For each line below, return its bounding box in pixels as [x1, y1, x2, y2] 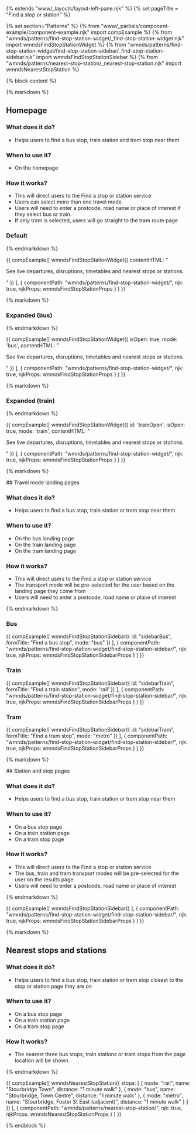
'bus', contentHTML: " [6, 342, 60, 349]
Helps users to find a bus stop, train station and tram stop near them [14, 136, 180, 143]
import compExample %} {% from [90, 29, 173, 36]
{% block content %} [6, 77, 57, 84]
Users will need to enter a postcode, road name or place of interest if [14, 205, 181, 212]
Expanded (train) [6, 397, 55, 405]
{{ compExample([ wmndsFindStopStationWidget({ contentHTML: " [6, 256, 169, 263]
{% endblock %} [6, 1122, 46, 1129]
